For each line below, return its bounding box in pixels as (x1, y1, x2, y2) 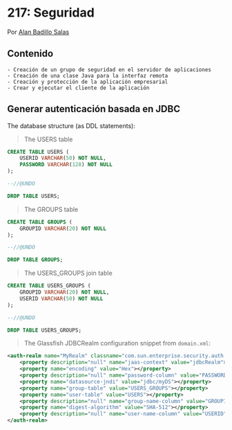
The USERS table (23, 135, 73, 143)
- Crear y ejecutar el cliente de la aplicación (7, 84, 150, 91)
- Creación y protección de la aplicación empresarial (7, 78, 168, 85)
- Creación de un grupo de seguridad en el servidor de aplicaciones (7, 66, 212, 73)
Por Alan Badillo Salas (7, 28, 70, 36)
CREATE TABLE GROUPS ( (7, 218, 72, 226)
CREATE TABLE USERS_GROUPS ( (7, 283, 91, 289)
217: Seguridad (7, 5, 95, 21)
